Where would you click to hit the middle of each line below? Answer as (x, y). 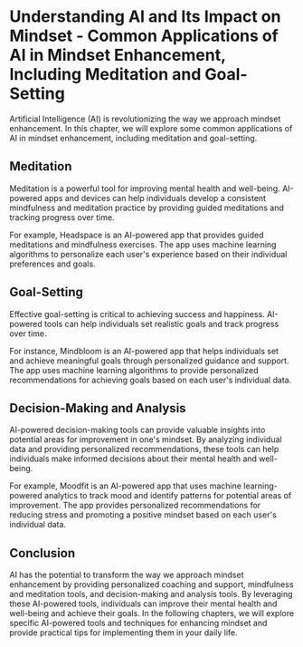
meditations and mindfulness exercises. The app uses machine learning (143, 244)
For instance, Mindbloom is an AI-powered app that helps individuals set (144, 351)
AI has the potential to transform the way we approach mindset (127, 575)
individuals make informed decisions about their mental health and (133, 459)
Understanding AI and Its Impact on (145, 17)
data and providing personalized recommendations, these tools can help (144, 449)
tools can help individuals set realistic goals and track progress (161, 323)
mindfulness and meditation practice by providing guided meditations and (147, 208)
